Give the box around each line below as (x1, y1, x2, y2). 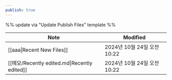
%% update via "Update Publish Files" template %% (5, 22, 116, 28)
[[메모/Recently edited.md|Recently (8, 59, 93, 67)
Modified (123, 34, 146, 41)
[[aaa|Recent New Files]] (8, 46, 68, 53)
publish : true (5, 7, 36, 13)
